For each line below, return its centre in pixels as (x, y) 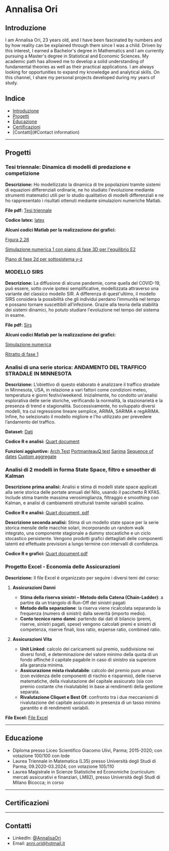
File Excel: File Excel (27, 717)
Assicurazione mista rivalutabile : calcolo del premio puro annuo (87, 670)
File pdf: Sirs (19, 325)
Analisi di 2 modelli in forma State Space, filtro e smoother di (80, 470)
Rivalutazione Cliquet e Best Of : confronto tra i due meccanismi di (89, 697)
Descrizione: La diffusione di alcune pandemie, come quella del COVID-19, (83, 283)
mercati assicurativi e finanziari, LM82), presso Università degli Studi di (86, 777)
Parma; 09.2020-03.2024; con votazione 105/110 (63, 766)
